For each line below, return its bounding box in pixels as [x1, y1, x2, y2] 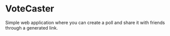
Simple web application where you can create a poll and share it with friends [5, 19, 165, 25]
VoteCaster [5, 3, 54, 14]
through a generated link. [5, 24, 58, 30]
